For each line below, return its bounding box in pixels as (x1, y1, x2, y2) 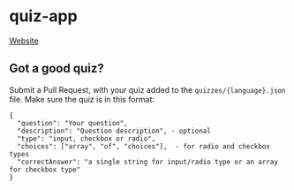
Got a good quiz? (9, 61, 104, 76)
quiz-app (9, 6, 78, 27)
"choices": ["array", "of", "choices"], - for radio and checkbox (17, 141, 271, 151)
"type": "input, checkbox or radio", (17, 134, 156, 143)
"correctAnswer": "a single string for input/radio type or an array (17, 157, 278, 166)
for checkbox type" (9, 165, 81, 174)
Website (9, 35, 40, 46)
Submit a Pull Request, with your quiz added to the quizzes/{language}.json (9, 84, 286, 95)
